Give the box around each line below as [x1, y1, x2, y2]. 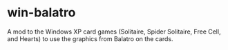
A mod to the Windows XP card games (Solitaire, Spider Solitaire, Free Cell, [7, 27, 221, 36]
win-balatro [7, 5, 76, 21]
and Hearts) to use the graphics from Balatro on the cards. [7, 34, 173, 42]
